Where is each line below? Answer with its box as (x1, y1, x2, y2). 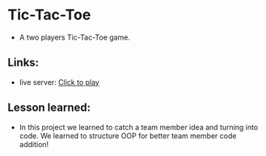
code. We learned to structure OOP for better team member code (19, 131, 237, 141)
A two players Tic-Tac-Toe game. (19, 32, 131, 42)
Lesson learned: (7, 101, 91, 115)
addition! (19, 139, 49, 149)
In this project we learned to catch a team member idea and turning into (19, 122, 259, 132)
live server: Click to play (19, 77, 100, 86)
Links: (7, 56, 40, 70)
